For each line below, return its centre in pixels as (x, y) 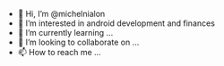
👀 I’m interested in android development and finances (116, 23)
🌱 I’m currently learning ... (65, 33)
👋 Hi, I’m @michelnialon (61, 14)
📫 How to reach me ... (59, 52)
